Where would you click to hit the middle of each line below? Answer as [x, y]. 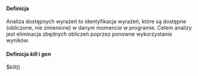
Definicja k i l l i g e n [29, 54]
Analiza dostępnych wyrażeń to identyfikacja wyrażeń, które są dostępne [96, 21]
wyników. [18, 40]
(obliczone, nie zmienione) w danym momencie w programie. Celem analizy [99, 28]
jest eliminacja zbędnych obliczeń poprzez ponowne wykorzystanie [89, 34]
